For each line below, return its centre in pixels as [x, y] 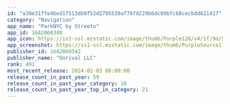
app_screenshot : [30, 45]
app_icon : [21, 39]
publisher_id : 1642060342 [44, 52]
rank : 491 [21, 64]
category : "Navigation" [41, 20]
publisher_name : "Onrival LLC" [52, 58]
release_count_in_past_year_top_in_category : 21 [78, 90]
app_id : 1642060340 [35, 32]
